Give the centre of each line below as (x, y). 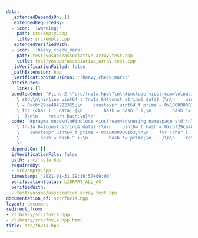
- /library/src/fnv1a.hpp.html (44, 220)
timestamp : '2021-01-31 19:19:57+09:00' (62, 177)
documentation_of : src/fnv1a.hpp (47, 198)
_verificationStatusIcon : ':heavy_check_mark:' (71, 77)
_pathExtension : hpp (37, 72)
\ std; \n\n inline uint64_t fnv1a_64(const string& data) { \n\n (96, 99)
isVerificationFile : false (44, 154)
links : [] (29, 89)
